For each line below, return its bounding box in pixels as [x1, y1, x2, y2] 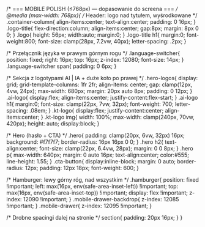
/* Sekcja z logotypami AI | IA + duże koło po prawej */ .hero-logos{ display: [6, 75, 198, 81]
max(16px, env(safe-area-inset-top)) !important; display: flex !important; [6, 189, 188, 196]
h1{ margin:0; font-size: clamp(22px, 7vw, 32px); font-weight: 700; [6, 100, 174, 108]
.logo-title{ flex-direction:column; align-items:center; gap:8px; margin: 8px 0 [6, 24, 199, 32]
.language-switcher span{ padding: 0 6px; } [6, 62, 117, 70]
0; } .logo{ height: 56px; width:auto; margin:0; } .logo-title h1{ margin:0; [6, 31, 185, 39]
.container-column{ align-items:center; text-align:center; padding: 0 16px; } [6, 18, 196, 25]
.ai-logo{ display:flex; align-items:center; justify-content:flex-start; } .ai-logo [6, 94, 198, 101]
